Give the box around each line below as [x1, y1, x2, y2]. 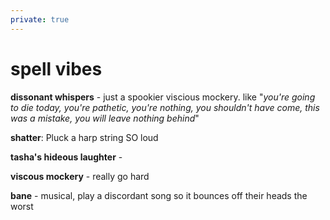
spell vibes [10, 57, 103, 80]
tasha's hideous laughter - [10, 151, 123, 163]
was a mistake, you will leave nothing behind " [10, 112, 200, 124]
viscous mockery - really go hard [10, 170, 150, 182]
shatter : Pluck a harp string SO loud [10, 131, 159, 143]
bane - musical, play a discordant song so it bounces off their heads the [10, 189, 308, 201]
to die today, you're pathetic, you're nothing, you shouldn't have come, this [10, 101, 320, 113]
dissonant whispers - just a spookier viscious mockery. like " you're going [10, 91, 316, 103]
